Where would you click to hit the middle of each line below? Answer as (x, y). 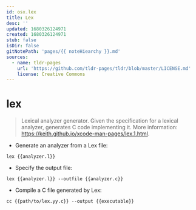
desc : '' (17, 23)
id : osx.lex (21, 12)
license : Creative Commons (51, 74)
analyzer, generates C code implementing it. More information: (99, 127)
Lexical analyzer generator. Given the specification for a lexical (100, 121)
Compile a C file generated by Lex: (58, 190)
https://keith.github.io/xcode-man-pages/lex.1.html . (85, 134)
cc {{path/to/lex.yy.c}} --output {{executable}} (70, 202)
